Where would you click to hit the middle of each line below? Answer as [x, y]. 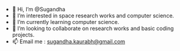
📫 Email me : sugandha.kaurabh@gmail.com [69, 41]
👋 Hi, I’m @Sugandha [39, 9]
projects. [23, 35]
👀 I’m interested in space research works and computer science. [93, 16]
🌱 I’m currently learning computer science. [66, 22]
